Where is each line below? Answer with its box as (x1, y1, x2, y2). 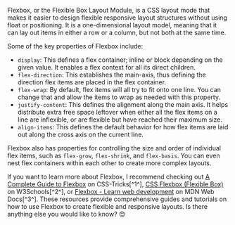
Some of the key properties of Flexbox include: (7, 42, 143, 50)
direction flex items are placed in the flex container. (17, 78, 167, 86)
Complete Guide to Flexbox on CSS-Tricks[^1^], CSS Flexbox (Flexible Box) (7, 180, 224, 188)
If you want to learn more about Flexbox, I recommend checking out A (7, 172, 210, 181)
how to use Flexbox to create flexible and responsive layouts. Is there (7, 202, 208, 210)
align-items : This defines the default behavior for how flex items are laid (17, 123, 229, 131)
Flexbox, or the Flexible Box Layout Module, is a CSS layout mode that (7, 6, 210, 14)
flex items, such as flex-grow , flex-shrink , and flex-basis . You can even (7, 151, 220, 160)
